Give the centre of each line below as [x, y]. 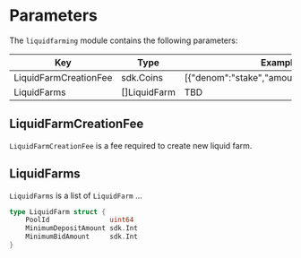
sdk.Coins [142, 77]
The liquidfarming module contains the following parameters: [124, 40]
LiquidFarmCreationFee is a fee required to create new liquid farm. [131, 145]
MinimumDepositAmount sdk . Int [82, 228]
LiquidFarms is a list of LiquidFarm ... [76, 195]
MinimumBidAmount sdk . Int [82, 237]
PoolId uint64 [80, 220]
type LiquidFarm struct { [57, 211]
